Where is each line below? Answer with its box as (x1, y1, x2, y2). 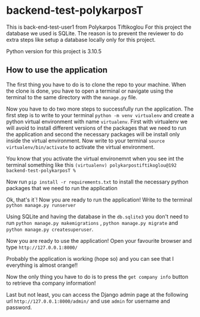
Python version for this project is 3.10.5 (6, 47, 102, 54)
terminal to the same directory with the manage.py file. (6, 93, 137, 100)
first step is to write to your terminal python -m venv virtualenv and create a (6, 111, 195, 118)
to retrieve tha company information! (6, 279, 96, 286)
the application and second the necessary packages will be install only (6, 130, 180, 138)
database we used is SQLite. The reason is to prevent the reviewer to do (6, 29, 184, 36)
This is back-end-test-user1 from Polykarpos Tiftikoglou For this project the (6, 23, 192, 31)
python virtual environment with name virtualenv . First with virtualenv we (6, 118, 188, 125)
